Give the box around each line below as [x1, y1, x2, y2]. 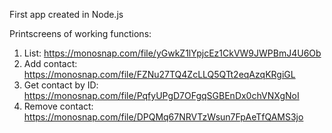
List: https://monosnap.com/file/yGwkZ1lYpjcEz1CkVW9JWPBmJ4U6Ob [23, 47, 322, 59]
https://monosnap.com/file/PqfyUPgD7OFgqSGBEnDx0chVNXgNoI [23, 90, 300, 101]
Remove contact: [23, 100, 94, 112]
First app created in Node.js [9, 9, 124, 20]
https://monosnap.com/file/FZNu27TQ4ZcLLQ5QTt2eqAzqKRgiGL [23, 69, 296, 80]
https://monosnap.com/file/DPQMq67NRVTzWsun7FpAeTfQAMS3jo [23, 111, 304, 123]
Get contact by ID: [23, 79, 99, 91]
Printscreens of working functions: [9, 28, 152, 39]
